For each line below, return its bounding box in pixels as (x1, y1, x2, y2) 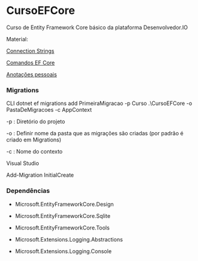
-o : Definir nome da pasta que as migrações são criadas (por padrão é (6, 130, 183, 137)
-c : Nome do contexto (6, 148, 63, 155)
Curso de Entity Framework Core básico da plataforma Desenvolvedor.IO (6, 24, 188, 31)
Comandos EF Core (6, 59, 55, 66)
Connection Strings (6, 47, 54, 55)
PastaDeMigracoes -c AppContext (6, 106, 92, 114)
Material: (6, 35, 28, 42)
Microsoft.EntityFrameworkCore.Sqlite (15, 212, 111, 219)
